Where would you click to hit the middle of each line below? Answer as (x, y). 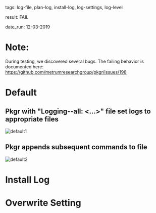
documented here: (24, 67)
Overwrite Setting (43, 203)
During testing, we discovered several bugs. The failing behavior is (74, 61)
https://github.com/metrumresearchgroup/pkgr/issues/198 (66, 72)
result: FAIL (17, 17)
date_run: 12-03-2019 (28, 27)
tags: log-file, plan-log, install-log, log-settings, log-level (64, 7)
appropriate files (32, 119)
